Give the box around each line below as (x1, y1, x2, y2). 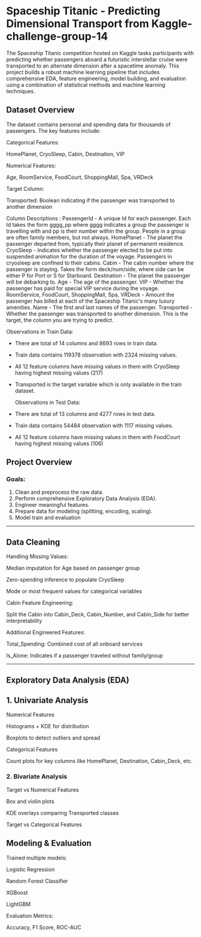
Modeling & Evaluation (6, 838, 92, 848)
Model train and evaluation (14, 514, 81, 521)
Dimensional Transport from (6, 17, 150, 31)
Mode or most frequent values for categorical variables (6, 588, 142, 595)
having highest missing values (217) (14, 369, 103, 376)
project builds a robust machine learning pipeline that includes (6, 68, 160, 75)
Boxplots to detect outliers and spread (6, 734, 100, 741)
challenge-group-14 (6, 30, 108, 43)
